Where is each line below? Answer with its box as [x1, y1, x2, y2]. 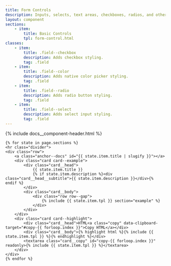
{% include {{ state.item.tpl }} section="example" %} [41, 198, 160, 203]
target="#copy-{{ [5, 225, 42, 230]
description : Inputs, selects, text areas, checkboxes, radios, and [5, 12, 154, 17]
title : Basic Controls [23, 31, 72, 36]
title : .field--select [23, 107, 72, 112]
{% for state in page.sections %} [5, 140, 79, 145]
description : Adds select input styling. [23, 112, 113, 117]
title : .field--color [23, 69, 70, 74]
